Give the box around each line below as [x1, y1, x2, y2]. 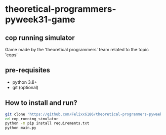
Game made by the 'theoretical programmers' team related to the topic [5, 47, 149, 52]
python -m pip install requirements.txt [5, 121, 90, 126]
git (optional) [12, 84, 39, 90]
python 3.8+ [12, 79, 38, 85]
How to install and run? [5, 99, 78, 107]
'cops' [5, 52, 18, 58]
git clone [5, 112, 26, 117]
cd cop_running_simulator [5, 116, 58, 121]
